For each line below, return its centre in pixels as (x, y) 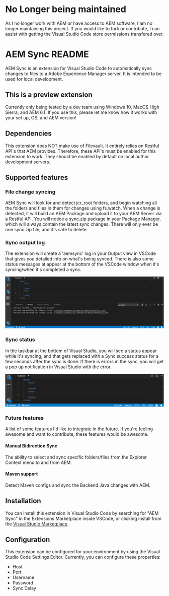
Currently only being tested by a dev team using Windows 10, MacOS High (82, 107)
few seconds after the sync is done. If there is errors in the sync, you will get (84, 361)
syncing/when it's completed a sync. (43, 270)
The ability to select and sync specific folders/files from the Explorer (76, 457)
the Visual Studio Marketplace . (37, 524)
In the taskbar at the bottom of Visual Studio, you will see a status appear (81, 351)
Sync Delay (24, 588)
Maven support (22, 474)
